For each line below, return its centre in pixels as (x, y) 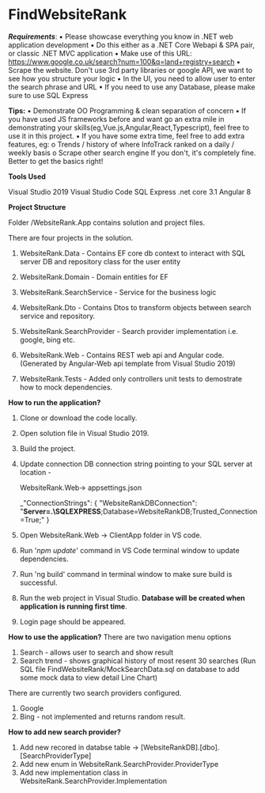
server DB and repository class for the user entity (100, 261)
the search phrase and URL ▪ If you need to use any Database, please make (132, 87)
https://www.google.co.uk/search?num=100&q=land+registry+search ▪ (125, 62)
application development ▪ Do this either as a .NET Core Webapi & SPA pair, (132, 44)
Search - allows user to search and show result (97, 652)
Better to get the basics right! (56, 161)
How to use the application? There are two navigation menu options (120, 637)
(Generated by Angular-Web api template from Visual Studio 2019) (127, 363)
